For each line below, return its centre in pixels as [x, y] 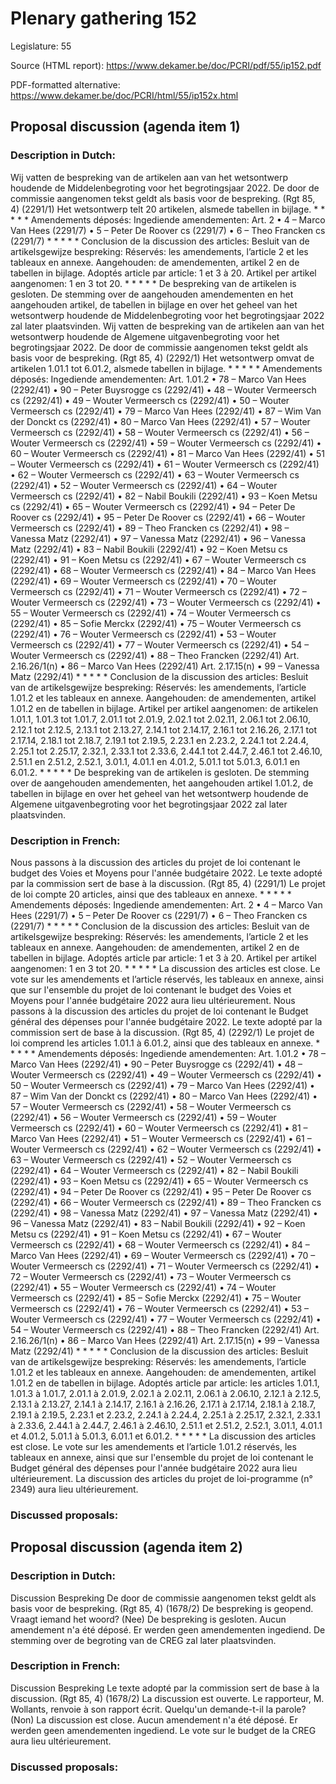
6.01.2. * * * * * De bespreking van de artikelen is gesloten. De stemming [160, 772]
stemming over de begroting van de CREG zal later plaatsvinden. [143, 1640]
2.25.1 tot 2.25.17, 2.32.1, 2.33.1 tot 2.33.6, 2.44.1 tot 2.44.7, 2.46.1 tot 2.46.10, [166, 751]
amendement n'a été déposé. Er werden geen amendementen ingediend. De [168, 1629]
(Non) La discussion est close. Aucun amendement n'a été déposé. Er [154, 1719]
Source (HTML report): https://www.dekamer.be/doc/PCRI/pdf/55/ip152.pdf [166, 65]
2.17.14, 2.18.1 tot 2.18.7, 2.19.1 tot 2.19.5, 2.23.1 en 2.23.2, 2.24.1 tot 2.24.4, [159, 740]
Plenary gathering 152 [103, 18]
